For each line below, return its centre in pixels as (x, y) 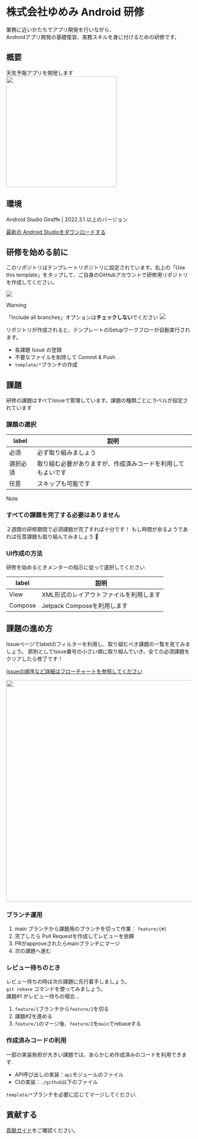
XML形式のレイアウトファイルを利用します (101, 595)
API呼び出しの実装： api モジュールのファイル (69, 1074)
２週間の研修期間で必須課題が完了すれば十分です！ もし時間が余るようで (95, 529)
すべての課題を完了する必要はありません (63, 515)
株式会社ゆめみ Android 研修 (75, 12)
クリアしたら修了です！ (34, 659)
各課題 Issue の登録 (38, 350)
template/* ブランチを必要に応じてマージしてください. (72, 1094)
